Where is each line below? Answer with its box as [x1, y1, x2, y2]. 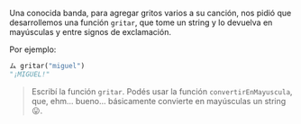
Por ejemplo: [9, 44, 57, 55]
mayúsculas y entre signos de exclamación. [9, 27, 171, 37]
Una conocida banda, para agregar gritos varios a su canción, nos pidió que [9, 8, 292, 18]
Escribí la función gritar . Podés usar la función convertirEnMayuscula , [31, 85, 293, 97]
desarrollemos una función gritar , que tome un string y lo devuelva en [9, 17, 273, 28]
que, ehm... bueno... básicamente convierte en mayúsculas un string [31, 95, 287, 106]
